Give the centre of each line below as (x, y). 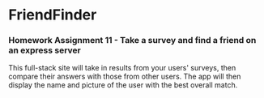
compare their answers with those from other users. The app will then (125, 77)
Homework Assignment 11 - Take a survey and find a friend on (132, 40)
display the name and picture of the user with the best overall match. (123, 85)
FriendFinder (53, 15)
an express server (45, 50)
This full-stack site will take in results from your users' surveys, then (122, 68)
